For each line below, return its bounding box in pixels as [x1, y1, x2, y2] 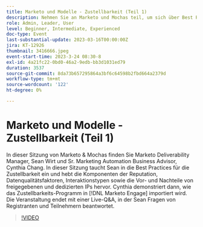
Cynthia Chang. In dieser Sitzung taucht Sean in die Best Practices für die [6, 164, 190, 171]
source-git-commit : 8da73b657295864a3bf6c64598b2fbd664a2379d [6, 70, 166, 76]
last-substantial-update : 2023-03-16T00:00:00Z [6, 37, 129, 43]
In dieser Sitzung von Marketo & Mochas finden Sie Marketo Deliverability [6, 151, 190, 158]
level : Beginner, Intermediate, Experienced [6, 25, 120, 32]
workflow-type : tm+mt [6, 76, 61, 82]
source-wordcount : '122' [6, 82, 69, 88]
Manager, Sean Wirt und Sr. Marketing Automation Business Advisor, [6, 157, 177, 164]
